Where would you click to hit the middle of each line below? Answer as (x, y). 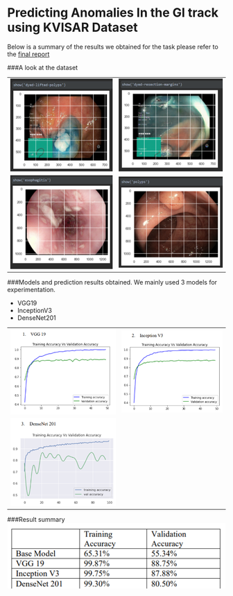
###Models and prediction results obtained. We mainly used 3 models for (112, 282)
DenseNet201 (37, 318)
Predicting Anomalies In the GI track (113, 13)
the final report (28, 54)
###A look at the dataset (43, 67)
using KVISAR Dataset (72, 27)
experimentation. (31, 289)
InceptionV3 (34, 310)
